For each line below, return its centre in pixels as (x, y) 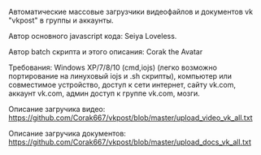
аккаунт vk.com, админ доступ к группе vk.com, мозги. (104, 93)
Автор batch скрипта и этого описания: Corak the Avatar (106, 52)
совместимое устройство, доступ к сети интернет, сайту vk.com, (122, 85)
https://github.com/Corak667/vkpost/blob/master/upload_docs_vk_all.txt (130, 142)
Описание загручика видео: (57, 109)
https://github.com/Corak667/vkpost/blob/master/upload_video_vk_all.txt (131, 118)
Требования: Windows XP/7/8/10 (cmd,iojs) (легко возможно (113, 67)
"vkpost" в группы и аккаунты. (61, 20)
